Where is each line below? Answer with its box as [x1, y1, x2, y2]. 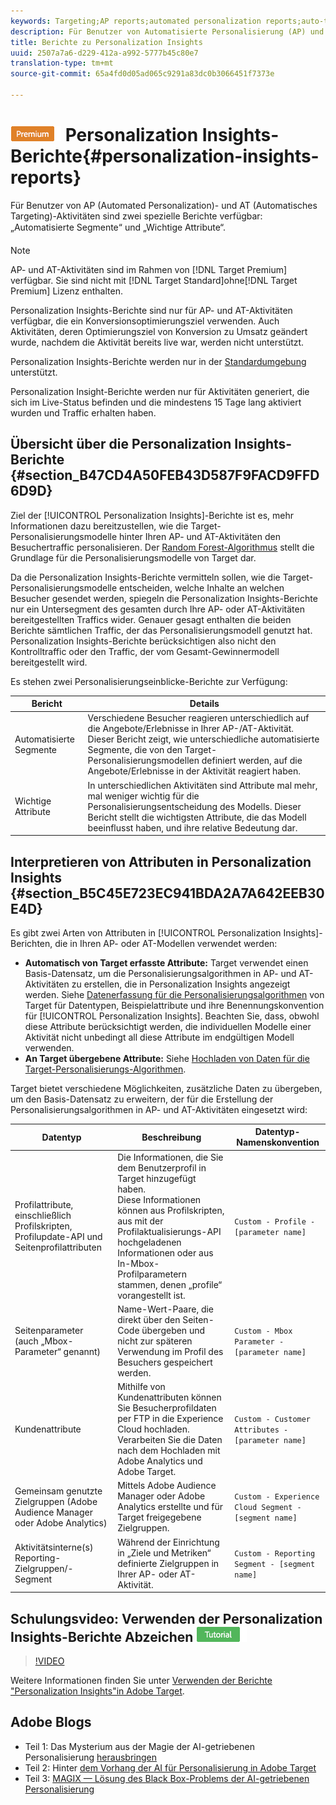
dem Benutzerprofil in [117, 1161, 207, 1174]
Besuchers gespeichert [117, 1356, 213, 1368]
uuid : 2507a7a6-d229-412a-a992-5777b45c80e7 [10, 48, 199, 58]
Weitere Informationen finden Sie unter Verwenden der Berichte [10, 1675, 273, 1686]
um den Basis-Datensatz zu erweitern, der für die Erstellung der [10, 1093, 274, 1105]
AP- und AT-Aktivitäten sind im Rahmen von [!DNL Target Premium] [10, 263, 288, 275]
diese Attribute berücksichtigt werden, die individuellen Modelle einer [24, 1020, 312, 1032]
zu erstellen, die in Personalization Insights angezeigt [71, 978, 291, 990]
